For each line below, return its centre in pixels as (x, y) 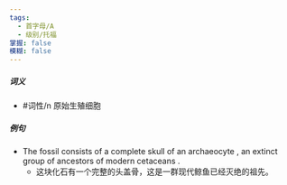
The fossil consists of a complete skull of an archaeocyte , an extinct (150, 152)
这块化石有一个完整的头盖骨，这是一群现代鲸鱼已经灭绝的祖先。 (154, 171)
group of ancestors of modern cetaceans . (101, 161)
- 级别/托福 (37, 34)
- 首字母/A (36, 26)
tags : (19, 18)
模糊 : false (30, 51)
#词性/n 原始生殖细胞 (61, 106)
